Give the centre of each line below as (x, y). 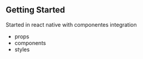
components (30, 43)
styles (22, 49)
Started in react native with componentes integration (71, 24)
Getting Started (35, 10)
